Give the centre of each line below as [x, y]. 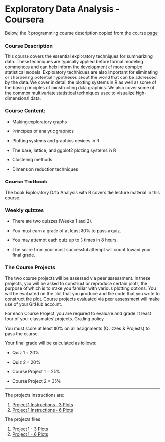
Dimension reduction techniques [45, 169]
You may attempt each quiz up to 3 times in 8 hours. [65, 240]
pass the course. [22, 334]
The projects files [23, 419]
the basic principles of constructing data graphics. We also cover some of [80, 88]
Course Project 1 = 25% [36, 372]
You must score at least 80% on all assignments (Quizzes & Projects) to [77, 328]
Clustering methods [32, 159]
